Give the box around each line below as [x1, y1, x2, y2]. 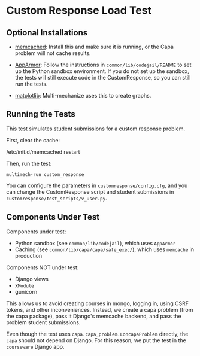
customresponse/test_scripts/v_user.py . [6, 194, 107, 202]
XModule [14, 282, 34, 289]
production [14, 252, 43, 259]
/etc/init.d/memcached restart [6, 148, 80, 156]
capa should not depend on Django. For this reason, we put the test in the [6, 336, 187, 344]
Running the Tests [6, 109, 76, 120]
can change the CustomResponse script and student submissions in [6, 188, 174, 195]
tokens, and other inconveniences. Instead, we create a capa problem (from [6, 306, 193, 313]
